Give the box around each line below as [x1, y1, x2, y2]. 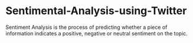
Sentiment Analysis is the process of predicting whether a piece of [5, 24, 168, 31]
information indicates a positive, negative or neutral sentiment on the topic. [5, 29, 188, 37]
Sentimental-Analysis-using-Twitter [5, 4, 187, 18]
